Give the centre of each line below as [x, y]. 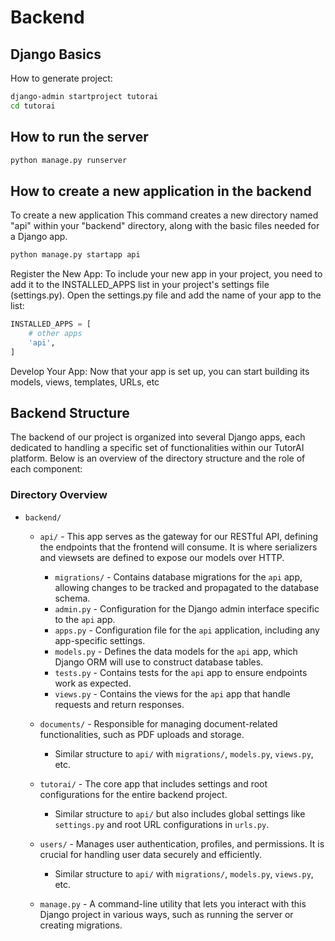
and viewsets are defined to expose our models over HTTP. [162, 557]
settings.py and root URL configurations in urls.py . [162, 824]
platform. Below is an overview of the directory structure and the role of [158, 458]
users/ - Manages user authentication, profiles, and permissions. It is [182, 843]
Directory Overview [59, 495]
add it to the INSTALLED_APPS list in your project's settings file [140, 285]
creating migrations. [81, 925]
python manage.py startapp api [75, 255]
